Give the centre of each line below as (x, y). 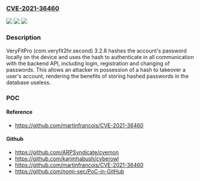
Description (24, 38)
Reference (19, 112)
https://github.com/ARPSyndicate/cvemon (67, 152)
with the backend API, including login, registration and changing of (88, 63)
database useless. (29, 82)
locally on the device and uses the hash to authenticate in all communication (100, 57)
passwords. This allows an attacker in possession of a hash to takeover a (96, 69)
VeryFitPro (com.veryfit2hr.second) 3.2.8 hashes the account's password (96, 50)
